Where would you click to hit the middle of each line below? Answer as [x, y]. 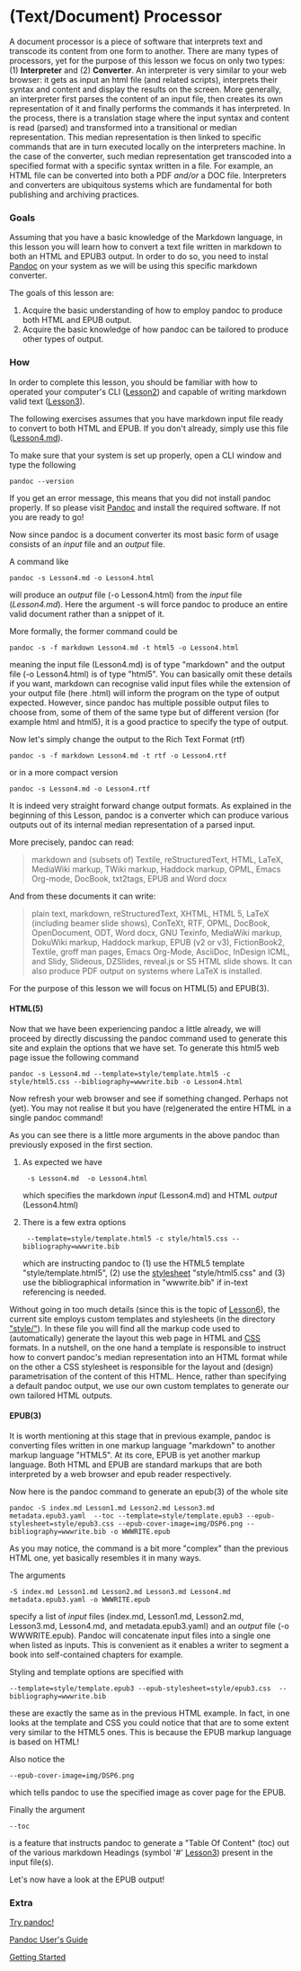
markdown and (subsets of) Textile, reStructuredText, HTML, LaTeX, [157, 859]
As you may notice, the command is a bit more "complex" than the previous [149, 1548]
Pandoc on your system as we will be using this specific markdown [133, 266]
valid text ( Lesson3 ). [47, 401]
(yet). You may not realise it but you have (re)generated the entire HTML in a [150, 1107]
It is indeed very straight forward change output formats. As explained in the [150, 805]
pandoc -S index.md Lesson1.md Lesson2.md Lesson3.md [112, 1508]
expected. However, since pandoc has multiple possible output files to [139, 703]
